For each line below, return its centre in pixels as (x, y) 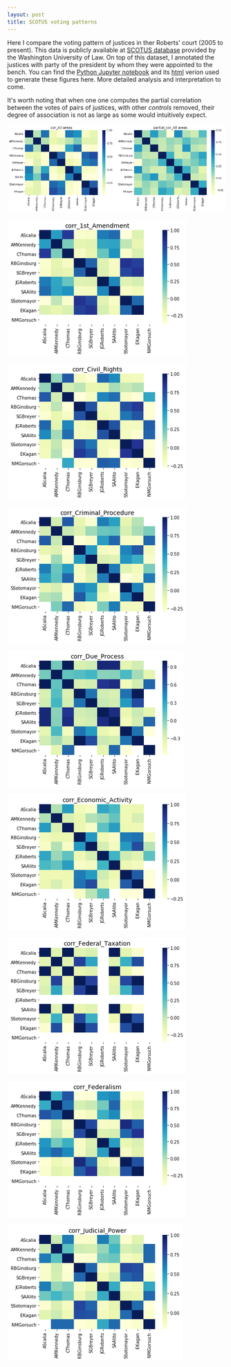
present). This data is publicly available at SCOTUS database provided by (112, 50)
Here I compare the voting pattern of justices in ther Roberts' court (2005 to (115, 42)
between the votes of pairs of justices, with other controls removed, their (111, 107)
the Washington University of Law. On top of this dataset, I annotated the (111, 57)
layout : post (26, 15)
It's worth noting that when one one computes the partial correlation (104, 100)
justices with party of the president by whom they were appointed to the (110, 64)
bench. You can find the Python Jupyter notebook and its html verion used (113, 72)
